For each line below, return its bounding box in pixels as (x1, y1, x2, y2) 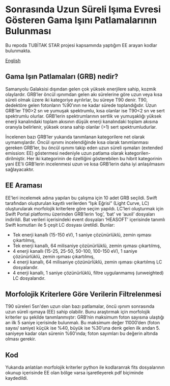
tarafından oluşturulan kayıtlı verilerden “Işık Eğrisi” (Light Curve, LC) (5, 200, 149, 206)
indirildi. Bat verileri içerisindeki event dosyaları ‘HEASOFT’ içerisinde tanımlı (5, 216, 165, 223)
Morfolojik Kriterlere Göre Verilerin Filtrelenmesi (5, 289, 161, 298)
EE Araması (5, 181, 42, 190)
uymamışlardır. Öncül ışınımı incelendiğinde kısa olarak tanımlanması (5, 139, 149, 145)
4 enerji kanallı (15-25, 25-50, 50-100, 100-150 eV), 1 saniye (12, 248, 137, 254)
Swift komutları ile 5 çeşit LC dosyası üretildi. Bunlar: (5, 222, 115, 228)
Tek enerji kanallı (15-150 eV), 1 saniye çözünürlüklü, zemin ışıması (12, 231, 152, 238)
